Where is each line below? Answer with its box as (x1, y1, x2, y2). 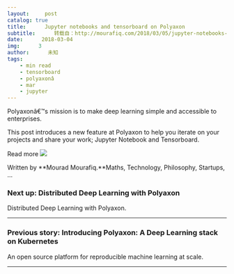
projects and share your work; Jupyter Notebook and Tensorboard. (7, 135, 200, 144)
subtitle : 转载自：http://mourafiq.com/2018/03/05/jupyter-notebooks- (7, 29, 228, 37)
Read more (7, 150, 39, 158)
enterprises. (7, 114, 42, 123)
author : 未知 (7, 50, 58, 56)
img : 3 (7, 43, 42, 50)
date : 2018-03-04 (7, 36, 73, 43)
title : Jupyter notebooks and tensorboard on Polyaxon (7, 23, 186, 30)
